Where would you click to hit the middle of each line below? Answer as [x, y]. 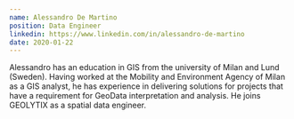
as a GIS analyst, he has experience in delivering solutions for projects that [146, 86]
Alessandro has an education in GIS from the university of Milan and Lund [144, 67]
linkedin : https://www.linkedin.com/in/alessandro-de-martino [127, 34]
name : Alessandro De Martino [63, 17]
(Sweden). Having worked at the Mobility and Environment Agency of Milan [147, 77]
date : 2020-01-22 [41, 42]
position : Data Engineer [55, 26]
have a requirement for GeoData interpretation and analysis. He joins [135, 96]
